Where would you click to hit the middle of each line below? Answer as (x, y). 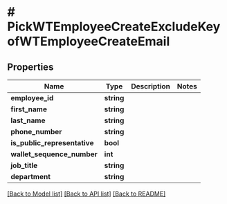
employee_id (32, 98)
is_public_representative (52, 143)
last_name (28, 120)
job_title (24, 165)
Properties (30, 67)
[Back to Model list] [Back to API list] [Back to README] (87, 194)
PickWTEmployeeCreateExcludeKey (114, 27)
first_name (29, 109)
